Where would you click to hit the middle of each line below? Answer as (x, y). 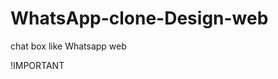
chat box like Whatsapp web (68, 46)
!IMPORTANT (37, 65)
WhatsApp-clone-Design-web (139, 18)
